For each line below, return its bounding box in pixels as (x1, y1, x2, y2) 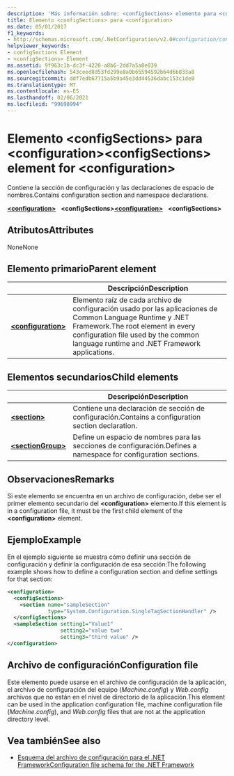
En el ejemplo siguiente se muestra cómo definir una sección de (7, 553, 192, 561)
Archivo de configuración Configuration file (7, 659, 198, 672)
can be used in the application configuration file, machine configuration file (7, 700, 223, 708)
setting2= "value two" (60, 627, 123, 634)
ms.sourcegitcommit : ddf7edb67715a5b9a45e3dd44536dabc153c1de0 (7, 74, 195, 82)
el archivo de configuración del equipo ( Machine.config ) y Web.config (7, 685, 209, 693)
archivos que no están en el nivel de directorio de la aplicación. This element (7, 692, 225, 701)
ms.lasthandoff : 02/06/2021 (7, 95, 89, 102)
